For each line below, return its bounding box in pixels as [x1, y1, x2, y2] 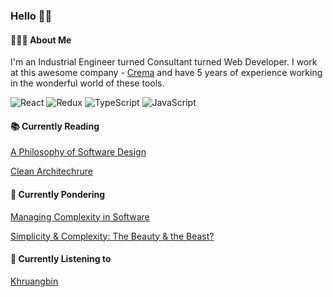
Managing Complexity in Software [10, 210, 150, 223]
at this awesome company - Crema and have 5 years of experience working [10, 67, 323, 79]
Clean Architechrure [10, 165, 93, 178]
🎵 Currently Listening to [10, 253, 112, 265]
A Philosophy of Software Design [10, 146, 147, 158]
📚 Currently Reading [10, 120, 100, 132]
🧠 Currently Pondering [10, 188, 106, 200]
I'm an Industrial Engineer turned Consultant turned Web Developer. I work [10, 56, 318, 68]
